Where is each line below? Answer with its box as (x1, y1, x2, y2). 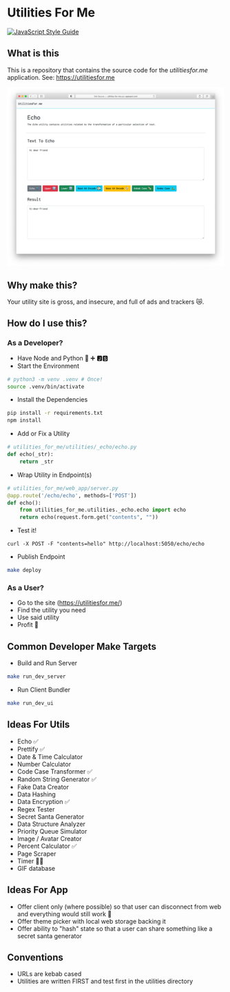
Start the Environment (17, 362, 79, 370)
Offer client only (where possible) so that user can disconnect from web (17, 902, 222, 911)
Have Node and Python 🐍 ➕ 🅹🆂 (17, 353, 109, 362)
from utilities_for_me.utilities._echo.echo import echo (19, 506, 187, 514)
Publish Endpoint (17, 552, 65, 561)
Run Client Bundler (17, 685, 71, 694)
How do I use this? (7, 318, 87, 329)
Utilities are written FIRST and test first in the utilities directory (17, 977, 194, 986)
